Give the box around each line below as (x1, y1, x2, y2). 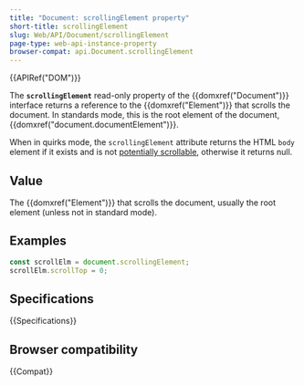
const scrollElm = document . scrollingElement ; (9, 257, 190, 266)
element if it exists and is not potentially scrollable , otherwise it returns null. (9, 147, 293, 158)
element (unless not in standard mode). (9, 206, 158, 217)
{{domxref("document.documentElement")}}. (9, 120, 180, 130)
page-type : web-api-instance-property (9, 38, 157, 48)
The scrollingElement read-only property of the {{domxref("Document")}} (9, 90, 289, 101)
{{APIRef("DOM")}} (9, 72, 82, 83)
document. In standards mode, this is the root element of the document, (9, 110, 280, 120)
